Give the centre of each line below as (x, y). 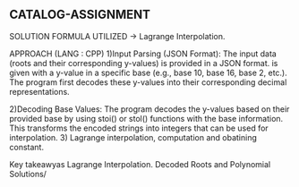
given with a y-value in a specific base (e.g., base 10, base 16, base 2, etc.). (149, 72)
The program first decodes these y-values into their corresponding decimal (148, 82)
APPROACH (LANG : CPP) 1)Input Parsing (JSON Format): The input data (143, 54)
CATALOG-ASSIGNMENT (80, 15)
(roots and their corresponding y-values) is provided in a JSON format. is (144, 63)
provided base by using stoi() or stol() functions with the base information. (146, 118)
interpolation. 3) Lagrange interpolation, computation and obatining (133, 137)
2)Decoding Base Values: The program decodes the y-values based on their (149, 109)
